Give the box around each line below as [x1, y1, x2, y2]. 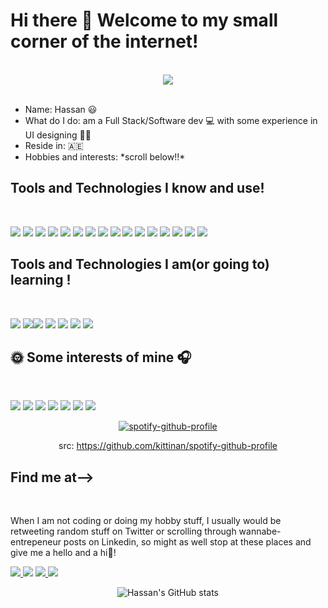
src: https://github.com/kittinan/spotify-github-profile [58, 440, 278, 452]
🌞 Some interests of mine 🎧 [10, 349, 192, 366]
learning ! [10, 272, 72, 289]
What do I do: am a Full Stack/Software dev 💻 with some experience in [24, 114, 318, 126]
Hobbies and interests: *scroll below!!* [24, 150, 186, 163]
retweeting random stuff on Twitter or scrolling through [10, 525, 237, 538]
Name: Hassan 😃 [24, 103, 98, 115]
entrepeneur [10, 536, 62, 548]
